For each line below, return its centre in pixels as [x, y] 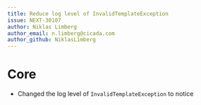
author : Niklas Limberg [42, 27]
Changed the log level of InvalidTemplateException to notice [105, 94]
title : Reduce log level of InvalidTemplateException [88, 14]
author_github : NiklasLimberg [52, 40]
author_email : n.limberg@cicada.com [61, 33]
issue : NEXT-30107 [34, 20]
